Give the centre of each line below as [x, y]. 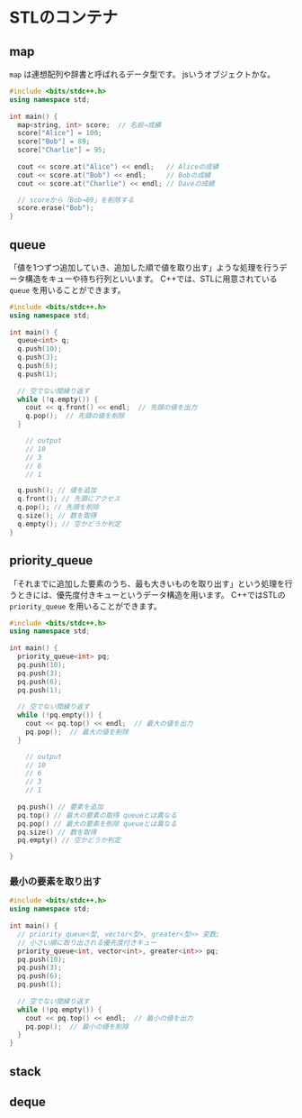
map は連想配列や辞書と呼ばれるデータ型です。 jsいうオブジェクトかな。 [142, 74]
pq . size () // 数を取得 [57, 832]
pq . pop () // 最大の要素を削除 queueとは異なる [97, 824]
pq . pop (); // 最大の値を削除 [77, 732]
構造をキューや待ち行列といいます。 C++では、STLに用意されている [151, 279]
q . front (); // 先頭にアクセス [69, 499]
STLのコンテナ [64, 18]
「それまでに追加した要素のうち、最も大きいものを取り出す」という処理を [147, 583]
